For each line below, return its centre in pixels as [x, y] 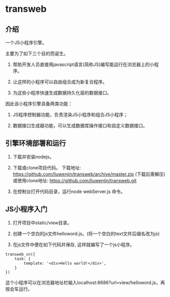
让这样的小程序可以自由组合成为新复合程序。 [60, 82]
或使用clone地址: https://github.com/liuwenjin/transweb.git [75, 180]
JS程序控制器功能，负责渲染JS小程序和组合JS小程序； [70, 115]
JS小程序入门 [26, 209]
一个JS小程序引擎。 [26, 42]
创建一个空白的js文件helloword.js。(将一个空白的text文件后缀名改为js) [86, 233]
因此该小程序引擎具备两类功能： [39, 104]
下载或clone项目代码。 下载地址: [47, 167]
